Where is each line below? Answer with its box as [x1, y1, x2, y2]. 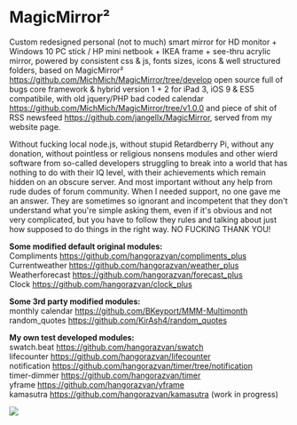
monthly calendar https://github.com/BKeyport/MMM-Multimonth [9, 305, 248, 316]
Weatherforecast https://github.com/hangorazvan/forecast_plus [9, 269, 244, 280]
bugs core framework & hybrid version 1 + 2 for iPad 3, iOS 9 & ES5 [9, 84, 254, 94]
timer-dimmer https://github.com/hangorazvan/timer [9, 370, 201, 381]
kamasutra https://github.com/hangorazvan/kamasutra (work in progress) [9, 389, 279, 399]
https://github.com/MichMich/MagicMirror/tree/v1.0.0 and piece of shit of [9, 102, 277, 113]
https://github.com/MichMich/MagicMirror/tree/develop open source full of [9, 74, 284, 84]
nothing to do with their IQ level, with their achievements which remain [9, 167, 266, 178]
